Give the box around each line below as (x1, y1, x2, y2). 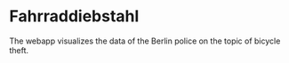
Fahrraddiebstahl (9, 6, 140, 27)
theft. (9, 44, 29, 55)
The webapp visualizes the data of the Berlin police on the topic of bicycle (9, 35, 281, 46)
